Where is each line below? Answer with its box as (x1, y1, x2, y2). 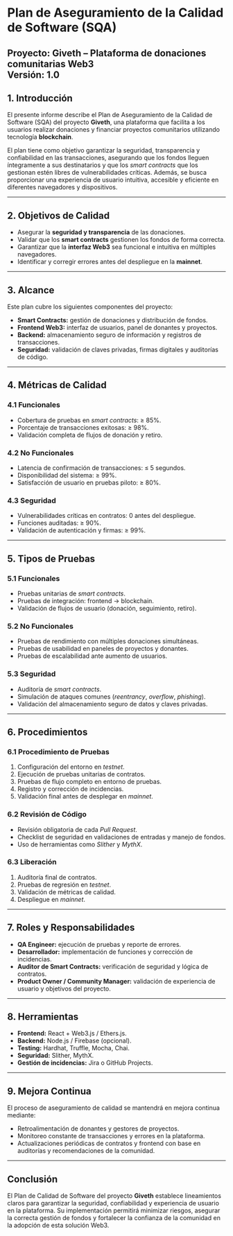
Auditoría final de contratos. (17, 873, 97, 881)
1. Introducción (7, 92, 73, 104)
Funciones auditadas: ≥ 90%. (17, 519, 102, 528)
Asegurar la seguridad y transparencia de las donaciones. (17, 228, 186, 236)
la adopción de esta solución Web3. (7, 1221, 110, 1230)
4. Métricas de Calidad (7, 379, 107, 391)
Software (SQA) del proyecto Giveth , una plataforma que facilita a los (7, 118, 206, 126)
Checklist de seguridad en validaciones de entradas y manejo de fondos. (17, 833, 226, 841)
